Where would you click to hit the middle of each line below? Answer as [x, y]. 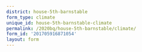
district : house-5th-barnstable [47, 12]
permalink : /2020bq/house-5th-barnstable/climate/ [71, 28]
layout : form [23, 39]
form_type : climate [31, 17]
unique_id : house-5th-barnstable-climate [59, 23]
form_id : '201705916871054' [42, 34]
